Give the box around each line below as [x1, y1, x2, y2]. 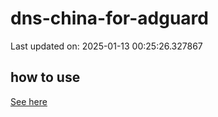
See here [10, 95, 48, 107]
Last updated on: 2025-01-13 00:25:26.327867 [10, 40, 203, 52]
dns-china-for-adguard [10, 7, 209, 30]
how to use [10, 69, 81, 86]
